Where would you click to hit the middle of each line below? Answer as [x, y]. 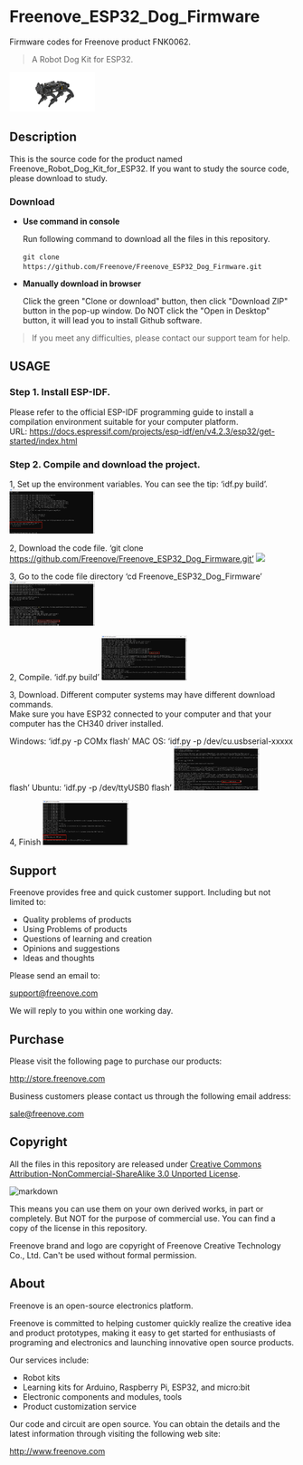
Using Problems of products [75, 930]
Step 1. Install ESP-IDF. [60, 392]
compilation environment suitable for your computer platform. [124, 421]
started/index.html [43, 440]
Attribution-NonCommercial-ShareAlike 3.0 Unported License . [125, 1173]
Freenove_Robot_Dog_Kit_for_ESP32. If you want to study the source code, [149, 169]
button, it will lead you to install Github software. [112, 321]
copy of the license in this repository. [78, 1228]
